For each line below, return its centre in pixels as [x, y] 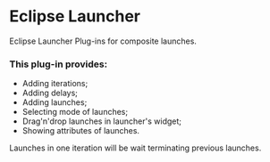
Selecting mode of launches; [75, 112]
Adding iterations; [55, 84]
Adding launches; [55, 102]
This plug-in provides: [59, 64]
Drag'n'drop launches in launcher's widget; [101, 121]
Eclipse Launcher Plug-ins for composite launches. [103, 41]
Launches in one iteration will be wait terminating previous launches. [135, 148]
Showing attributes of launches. [81, 131]
